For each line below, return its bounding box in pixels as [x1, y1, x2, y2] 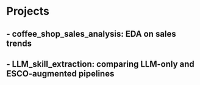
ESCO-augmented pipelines [6, 68, 115, 79]
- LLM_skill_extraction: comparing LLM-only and [6, 59, 195, 69]
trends [6, 38, 32, 48]
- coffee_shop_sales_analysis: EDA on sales [6, 29, 177, 39]
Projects [6, 4, 50, 18]
